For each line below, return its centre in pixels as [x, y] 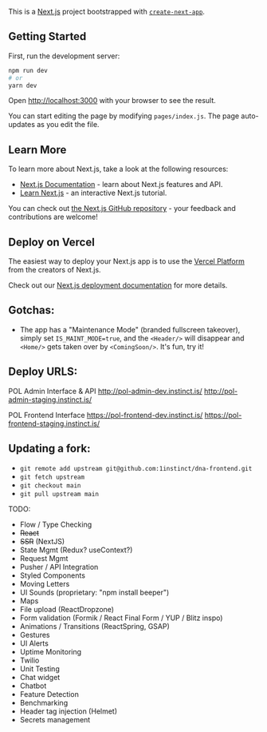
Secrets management [55, 719]
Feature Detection [49, 694]
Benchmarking [44, 702]
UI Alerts [34, 643]
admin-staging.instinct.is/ [50, 400]
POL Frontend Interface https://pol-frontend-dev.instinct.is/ [106, 415]
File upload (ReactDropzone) [67, 609]
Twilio [29, 660]
